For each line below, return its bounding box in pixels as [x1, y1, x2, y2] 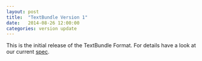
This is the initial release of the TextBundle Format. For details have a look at [6, 42, 197, 49]
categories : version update [6, 25, 77, 32]
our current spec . [6, 48, 50, 56]
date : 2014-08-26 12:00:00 [6, 20, 80, 26]
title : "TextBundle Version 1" [6, 14, 88, 20]
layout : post [6, 8, 39, 15]
